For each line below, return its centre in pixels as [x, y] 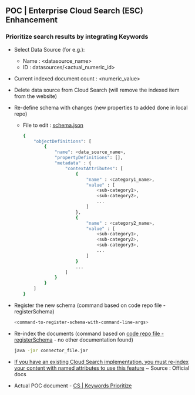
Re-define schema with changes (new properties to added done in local [101, 107]
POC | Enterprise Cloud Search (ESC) [74, 11]
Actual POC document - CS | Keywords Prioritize [73, 386]
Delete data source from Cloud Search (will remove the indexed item [97, 90]
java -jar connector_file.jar [51, 350]
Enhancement [32, 20]
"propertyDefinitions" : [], [89, 158]
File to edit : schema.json [53, 125]
